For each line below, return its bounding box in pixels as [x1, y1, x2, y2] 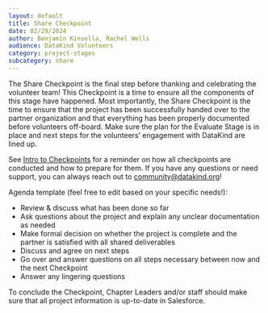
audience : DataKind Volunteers [8, 42, 114, 50]
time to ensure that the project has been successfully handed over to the [8, 104, 250, 114]
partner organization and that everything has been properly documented [8, 113, 250, 123]
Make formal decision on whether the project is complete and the [19, 228, 237, 238]
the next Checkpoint [19, 263, 88, 273]
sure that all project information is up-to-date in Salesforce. [8, 295, 206, 305]
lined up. [8, 139, 38, 148]
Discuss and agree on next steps [19, 245, 130, 255]
